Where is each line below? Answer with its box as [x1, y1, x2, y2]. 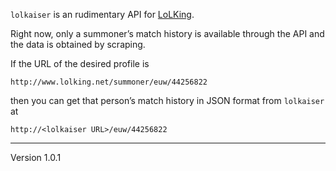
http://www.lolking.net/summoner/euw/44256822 [10, 77, 208, 87]
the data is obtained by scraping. [10, 39, 146, 50]
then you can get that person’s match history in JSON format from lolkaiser [10, 95, 325, 106]
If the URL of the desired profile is [10, 58, 150, 69]
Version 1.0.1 [10, 152, 62, 163]
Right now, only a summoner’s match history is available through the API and [10, 28, 325, 39]
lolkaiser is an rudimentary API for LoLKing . [10, 9, 195, 20]
